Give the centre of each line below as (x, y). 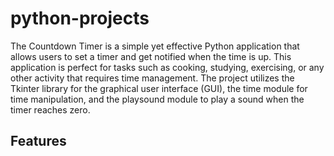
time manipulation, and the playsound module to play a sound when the (157, 99)
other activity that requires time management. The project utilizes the (152, 78)
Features (38, 141)
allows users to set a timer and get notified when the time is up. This (151, 56)
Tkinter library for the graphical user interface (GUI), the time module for (159, 88)
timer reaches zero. (50, 109)
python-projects (80, 18)
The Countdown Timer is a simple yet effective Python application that (155, 46)
